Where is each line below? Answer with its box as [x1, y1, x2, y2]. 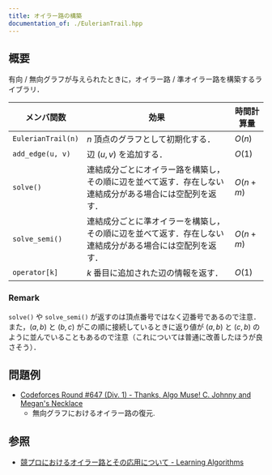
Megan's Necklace [19, 399, 83, 409]
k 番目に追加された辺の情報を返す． [86, 267, 223, 279]
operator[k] [12, 268, 59, 277]
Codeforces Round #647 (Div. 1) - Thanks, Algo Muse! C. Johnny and [19, 390, 252, 400]
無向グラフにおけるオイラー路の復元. [32, 409, 155, 418]
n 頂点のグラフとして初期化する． [86, 134, 216, 145]
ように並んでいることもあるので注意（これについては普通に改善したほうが [8, 332, 257, 341]
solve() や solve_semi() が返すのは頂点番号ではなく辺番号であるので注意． [8, 311, 261, 321]
